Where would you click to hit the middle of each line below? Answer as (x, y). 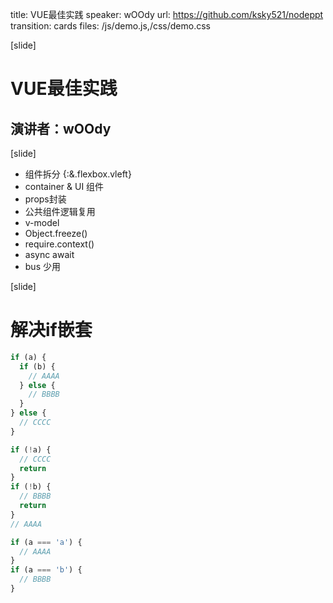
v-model (42, 222)
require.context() (59, 244)
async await (49, 254)
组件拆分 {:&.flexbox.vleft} (78, 174)
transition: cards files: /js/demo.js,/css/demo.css (110, 26)
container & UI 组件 (64, 186)
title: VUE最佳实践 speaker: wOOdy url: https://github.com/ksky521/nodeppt (167, 14)
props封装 (45, 199)
